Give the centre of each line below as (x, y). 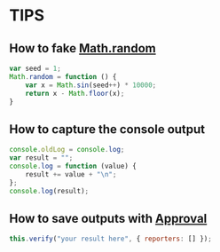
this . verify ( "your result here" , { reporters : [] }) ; (111, 239)
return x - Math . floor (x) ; (75, 93)
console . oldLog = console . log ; (67, 150)
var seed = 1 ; (35, 68)
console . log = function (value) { (73, 166)
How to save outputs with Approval (108, 218)
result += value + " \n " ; (71, 174)
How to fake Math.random (83, 48)
